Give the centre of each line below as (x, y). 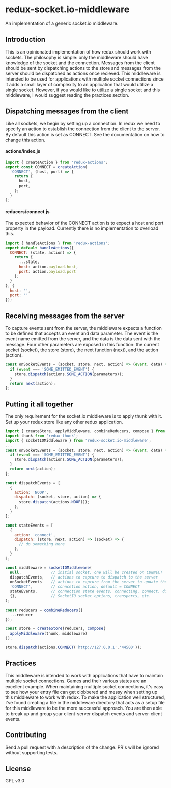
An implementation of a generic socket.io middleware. (62, 23)
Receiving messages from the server (65, 316)
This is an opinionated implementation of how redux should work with (78, 51)
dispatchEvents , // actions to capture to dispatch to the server (84, 577)
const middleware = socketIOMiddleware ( (49, 568)
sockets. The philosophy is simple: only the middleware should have (77, 57)
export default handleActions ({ (39, 248)
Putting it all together (39, 404)
